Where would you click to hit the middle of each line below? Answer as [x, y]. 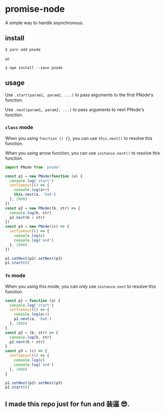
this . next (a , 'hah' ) [35, 195]
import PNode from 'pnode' [33, 167]
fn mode [15, 275]
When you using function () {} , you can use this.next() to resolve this [79, 138]
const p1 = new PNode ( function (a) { [44, 176]
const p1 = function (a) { [33, 301]
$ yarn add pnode [23, 50]
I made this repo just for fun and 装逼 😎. [67, 404]
